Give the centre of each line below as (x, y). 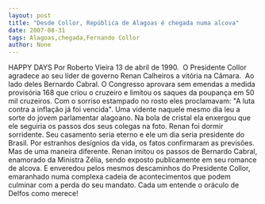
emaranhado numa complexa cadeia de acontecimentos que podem (120, 177)
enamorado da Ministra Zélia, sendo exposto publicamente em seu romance (132, 160)
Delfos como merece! (43, 194)
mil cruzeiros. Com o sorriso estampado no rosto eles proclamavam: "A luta (132, 101)
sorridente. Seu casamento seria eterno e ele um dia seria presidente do (126, 134)
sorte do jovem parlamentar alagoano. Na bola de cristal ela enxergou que (130, 118)
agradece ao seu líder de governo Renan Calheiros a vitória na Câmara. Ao (131, 76)
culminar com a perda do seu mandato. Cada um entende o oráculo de (124, 185)
